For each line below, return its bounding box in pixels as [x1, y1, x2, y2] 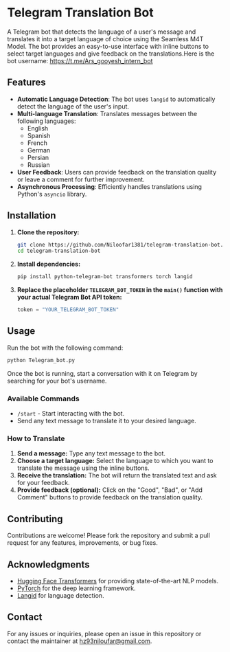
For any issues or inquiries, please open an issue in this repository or [7, 629, 202, 638]
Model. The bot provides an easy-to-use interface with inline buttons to [7, 42, 209, 50]
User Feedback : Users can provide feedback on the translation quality [16, 168, 217, 176]
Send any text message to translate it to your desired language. [16, 417, 197, 425]
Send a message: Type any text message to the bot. [16, 449, 166, 458]
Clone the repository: [16, 228, 80, 236]
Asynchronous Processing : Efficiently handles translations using [16, 182, 203, 190]
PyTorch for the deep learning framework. [16, 584, 136, 592]
